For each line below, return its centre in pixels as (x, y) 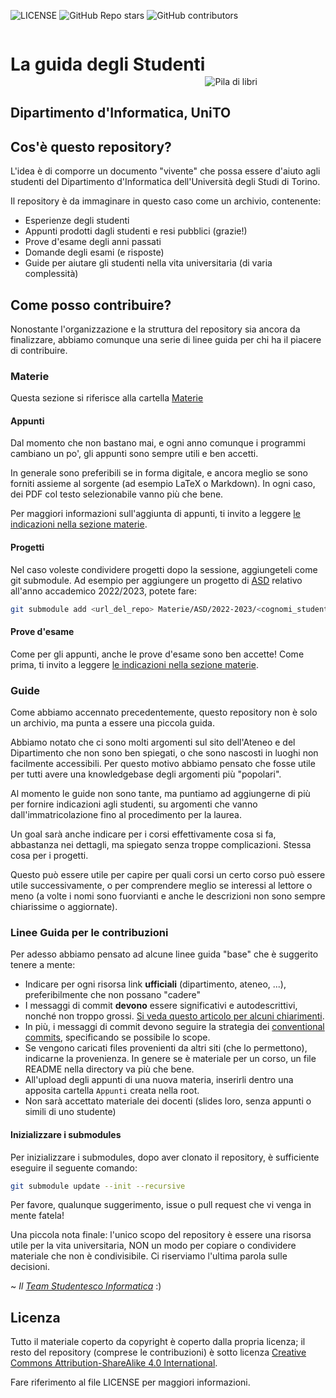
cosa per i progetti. (49, 856)
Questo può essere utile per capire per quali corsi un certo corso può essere (168, 875)
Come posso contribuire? (91, 305)
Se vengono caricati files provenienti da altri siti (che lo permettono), (166, 1048)
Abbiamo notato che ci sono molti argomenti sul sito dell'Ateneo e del (153, 742)
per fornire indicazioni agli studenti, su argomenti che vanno (134, 804)
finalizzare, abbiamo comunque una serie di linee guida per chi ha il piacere (166, 339)
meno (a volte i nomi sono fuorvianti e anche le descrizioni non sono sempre (168, 896)
